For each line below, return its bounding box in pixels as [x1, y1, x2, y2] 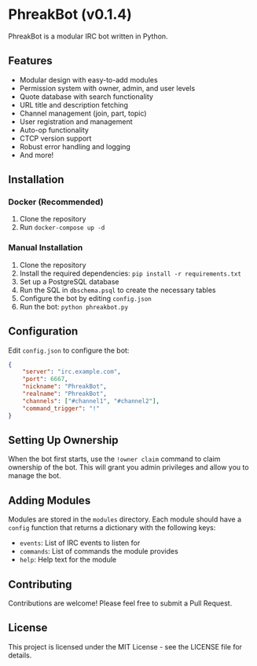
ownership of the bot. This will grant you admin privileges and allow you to [8, 463, 249, 472]
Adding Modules [8, 493, 91, 507]
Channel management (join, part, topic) [19, 108, 147, 118]
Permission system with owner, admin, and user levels [19, 83, 196, 93]
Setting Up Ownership [8, 434, 119, 447]
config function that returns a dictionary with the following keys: [8, 523, 216, 532]
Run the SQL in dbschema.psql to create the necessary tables [19, 285, 216, 295]
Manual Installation [8, 242, 83, 253]
